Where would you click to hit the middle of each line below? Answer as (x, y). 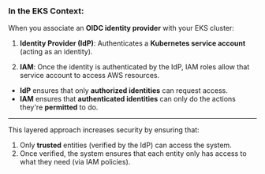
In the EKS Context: (46, 11)
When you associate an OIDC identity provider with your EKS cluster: (121, 28)
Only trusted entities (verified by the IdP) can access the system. (126, 145)
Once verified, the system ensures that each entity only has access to (133, 154)
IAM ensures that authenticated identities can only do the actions (128, 99)
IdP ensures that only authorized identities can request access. (124, 91)
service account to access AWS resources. (90, 76)
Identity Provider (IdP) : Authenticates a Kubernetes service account (132, 43)
